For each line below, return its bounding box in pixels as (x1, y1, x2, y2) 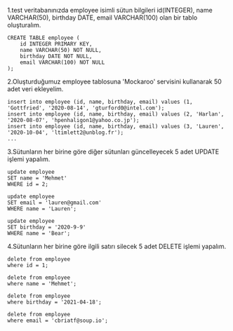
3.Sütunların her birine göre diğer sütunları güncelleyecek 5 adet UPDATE (7, 147, 220, 156)
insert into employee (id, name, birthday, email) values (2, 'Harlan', (7, 111, 225, 118)
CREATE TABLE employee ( (7, 34, 80, 41)
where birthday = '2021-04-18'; (7, 299, 102, 306)
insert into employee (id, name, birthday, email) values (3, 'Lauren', (7, 123, 225, 130)
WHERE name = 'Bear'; (7, 230, 71, 237)
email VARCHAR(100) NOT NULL (20, 59, 105, 66)
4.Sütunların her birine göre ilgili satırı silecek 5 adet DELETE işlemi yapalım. (7, 242, 227, 250)
